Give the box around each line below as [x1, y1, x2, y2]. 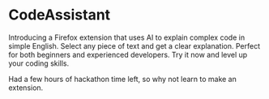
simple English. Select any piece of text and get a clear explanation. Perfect [8, 41, 261, 50]
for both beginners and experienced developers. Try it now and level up [8, 49, 248, 59]
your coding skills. [8, 58, 70, 68]
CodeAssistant [8, 6, 111, 24]
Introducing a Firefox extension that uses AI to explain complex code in [8, 32, 246, 42]
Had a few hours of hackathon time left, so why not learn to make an [8, 74, 237, 84]
